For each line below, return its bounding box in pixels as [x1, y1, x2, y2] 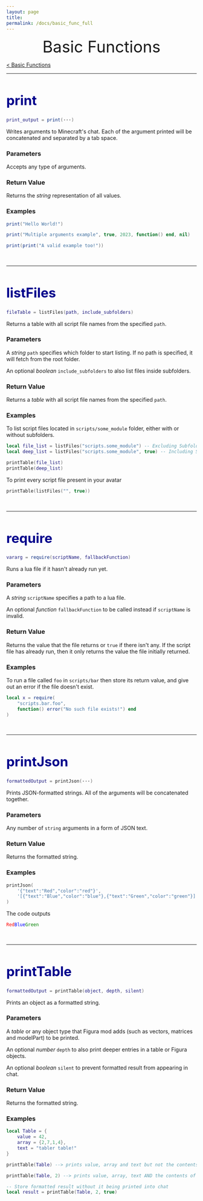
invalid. [6, 613, 24, 620]
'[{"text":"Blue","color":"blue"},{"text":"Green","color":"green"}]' [17, 893, 199, 900]
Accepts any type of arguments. [6, 163, 86, 170]
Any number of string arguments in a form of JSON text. [6, 825, 148, 832]
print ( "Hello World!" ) [6, 221, 63, 227]
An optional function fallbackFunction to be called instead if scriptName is [6, 606, 191, 613]
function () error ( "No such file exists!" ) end [17, 706, 137, 712]
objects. [6, 1052, 27, 1059]
